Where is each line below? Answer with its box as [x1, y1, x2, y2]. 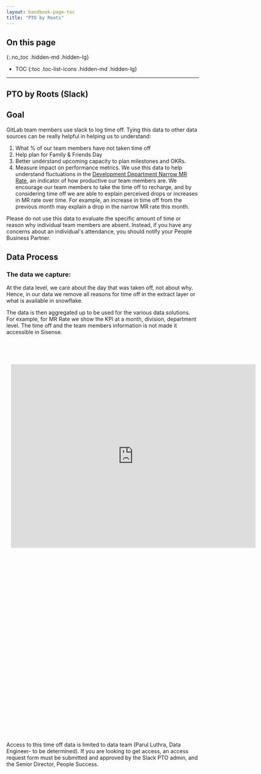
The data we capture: [6, 270, 72, 278]
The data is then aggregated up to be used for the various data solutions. [6, 309, 191, 316]
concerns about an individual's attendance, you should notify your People [6, 228, 193, 235]
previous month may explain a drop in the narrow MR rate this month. [15, 203, 189, 210]
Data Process [6, 251, 59, 262]
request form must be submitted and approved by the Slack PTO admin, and [6, 754, 198, 762]
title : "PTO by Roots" [6, 15, 64, 21]
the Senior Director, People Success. [6, 761, 99, 768]
